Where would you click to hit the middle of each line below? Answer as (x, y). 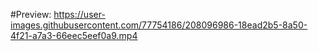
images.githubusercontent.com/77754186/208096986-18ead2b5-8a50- (159, 25)
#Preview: (31, 14)
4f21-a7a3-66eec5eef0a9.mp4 (74, 35)
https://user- (79, 14)
